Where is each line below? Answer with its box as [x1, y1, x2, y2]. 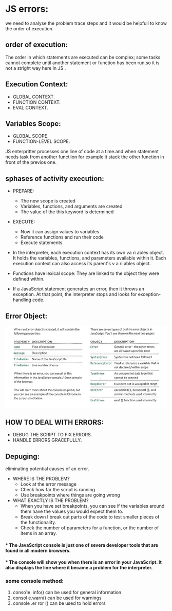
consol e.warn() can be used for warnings [12, 595, 102, 601]
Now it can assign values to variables [20, 229, 100, 235]
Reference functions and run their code [20, 234, 104, 240]
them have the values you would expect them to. [20, 508, 124, 514]
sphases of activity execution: [5, 174, 104, 183]
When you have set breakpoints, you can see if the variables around [20, 503, 165, 509]
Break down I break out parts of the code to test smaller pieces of [20, 514, 160, 520]
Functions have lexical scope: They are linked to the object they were [12, 270, 159, 276]
